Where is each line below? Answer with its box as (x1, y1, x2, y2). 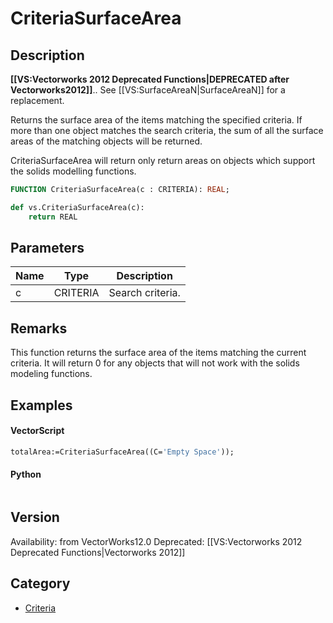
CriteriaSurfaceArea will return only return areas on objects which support (10, 155, 316, 166)
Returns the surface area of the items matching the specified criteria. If (10, 114, 303, 126)
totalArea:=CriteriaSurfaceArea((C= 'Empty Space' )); (10, 447, 235, 457)
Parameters (10, 240, 85, 257)
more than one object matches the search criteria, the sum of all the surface (10, 125, 324, 136)
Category (10, 575, 71, 592)
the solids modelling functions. (10, 165, 137, 177)
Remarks (10, 320, 68, 337)
